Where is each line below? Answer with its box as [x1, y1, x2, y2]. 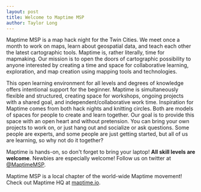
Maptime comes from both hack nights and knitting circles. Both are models [6, 105, 194, 112]
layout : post [6, 8, 39, 15]
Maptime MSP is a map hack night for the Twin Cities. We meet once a [6, 36, 180, 44]
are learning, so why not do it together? [6, 137, 104, 144]
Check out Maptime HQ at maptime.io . [6, 179, 101, 186]
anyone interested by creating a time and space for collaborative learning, [6, 62, 189, 69]
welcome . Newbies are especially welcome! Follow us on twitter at [6, 155, 171, 162]
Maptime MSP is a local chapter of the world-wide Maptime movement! [6, 173, 182, 180]
